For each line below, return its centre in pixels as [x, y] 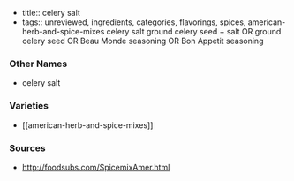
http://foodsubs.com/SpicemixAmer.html [96, 167]
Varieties [29, 106]
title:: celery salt [51, 13]
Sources [27, 147]
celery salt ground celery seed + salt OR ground [194, 31]
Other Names [38, 64]
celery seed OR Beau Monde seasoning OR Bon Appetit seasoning [143, 41]
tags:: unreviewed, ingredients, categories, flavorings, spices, [134, 22]
